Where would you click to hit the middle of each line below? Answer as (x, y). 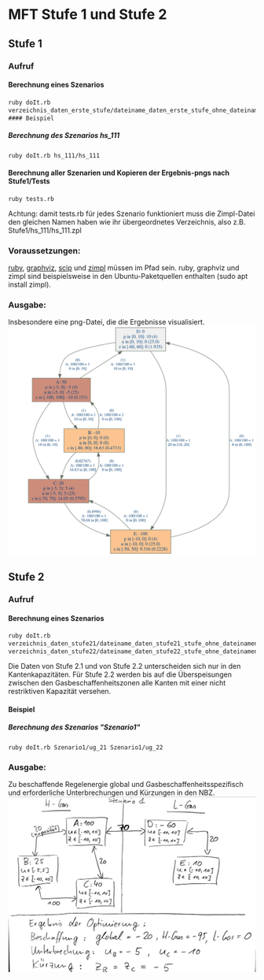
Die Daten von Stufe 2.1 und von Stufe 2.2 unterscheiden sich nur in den (125, 666)
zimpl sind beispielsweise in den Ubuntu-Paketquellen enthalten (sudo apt (128, 277)
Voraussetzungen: (44, 251)
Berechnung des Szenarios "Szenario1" (74, 727)
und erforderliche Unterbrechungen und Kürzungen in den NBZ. (112, 793)
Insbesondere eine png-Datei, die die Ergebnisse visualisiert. (106, 322)
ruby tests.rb (31, 199)
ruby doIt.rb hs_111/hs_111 (54, 155)
